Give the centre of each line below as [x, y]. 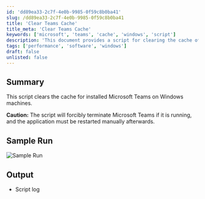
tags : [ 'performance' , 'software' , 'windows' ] [67, 46]
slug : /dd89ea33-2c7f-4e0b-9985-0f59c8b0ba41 [65, 18]
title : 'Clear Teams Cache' [42, 23]
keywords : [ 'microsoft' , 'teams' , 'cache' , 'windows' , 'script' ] [91, 35]
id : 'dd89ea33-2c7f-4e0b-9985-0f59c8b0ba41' [64, 12]
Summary [25, 82]
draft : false [23, 52]
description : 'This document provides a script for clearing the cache [99, 40]
